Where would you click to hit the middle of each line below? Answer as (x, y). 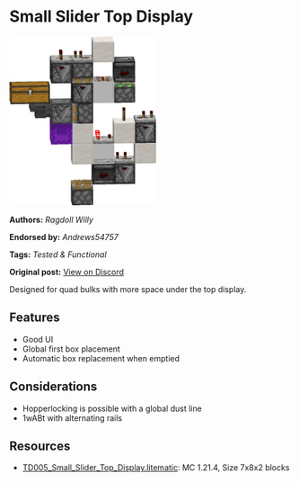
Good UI (38, 339)
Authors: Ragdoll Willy (52, 219)
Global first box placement (71, 349)
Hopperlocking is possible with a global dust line (112, 408)
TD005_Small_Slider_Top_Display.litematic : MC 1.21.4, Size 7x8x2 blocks (156, 468)
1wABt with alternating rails (72, 418)
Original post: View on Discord (66, 272)
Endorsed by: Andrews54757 (64, 237)
